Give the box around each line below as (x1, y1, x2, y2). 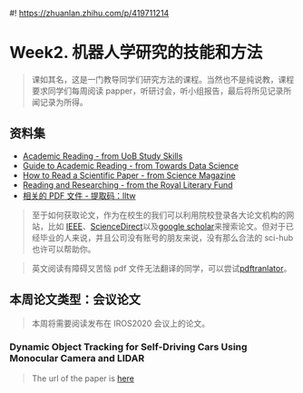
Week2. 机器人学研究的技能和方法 (9, 43, 263, 63)
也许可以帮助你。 (31, 243, 96, 254)
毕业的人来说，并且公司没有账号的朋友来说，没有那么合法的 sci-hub (39, 231, 294, 243)
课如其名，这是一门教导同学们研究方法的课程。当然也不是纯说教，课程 (31, 74, 295, 84)
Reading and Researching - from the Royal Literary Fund (22, 179, 233, 190)
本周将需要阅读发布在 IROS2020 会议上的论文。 (31, 318, 210, 329)
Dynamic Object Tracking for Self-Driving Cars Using (9, 340, 248, 353)
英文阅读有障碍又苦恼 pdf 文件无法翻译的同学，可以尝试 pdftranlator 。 (31, 262, 292, 273)
